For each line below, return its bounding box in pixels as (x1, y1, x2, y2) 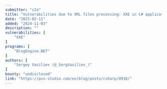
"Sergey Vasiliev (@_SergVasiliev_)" (14, 62, 92, 67)
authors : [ (5, 58, 28, 63)
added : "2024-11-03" (5, 21, 48, 26)
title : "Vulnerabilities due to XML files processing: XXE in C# (5, 12, 143, 17)
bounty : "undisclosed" (5, 72, 52, 77)
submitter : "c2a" (5, 7, 41, 12)
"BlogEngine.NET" (14, 48, 50, 53)
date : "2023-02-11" (5, 16, 46, 21)
